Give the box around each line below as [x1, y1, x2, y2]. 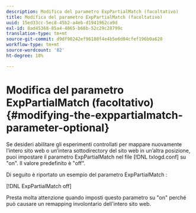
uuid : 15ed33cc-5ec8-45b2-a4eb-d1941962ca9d [6, 20, 118, 25]
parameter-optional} [6, 121, 110, 134]
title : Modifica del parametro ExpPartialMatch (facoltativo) [6, 14, 163, 20]
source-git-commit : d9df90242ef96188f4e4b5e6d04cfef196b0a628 [6, 36, 163, 42]
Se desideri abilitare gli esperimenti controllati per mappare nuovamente [6, 140, 182, 148]
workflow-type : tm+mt [6, 42, 60, 48]
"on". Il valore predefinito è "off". [6, 159, 86, 166]
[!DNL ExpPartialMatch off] [6, 182, 72, 189]
